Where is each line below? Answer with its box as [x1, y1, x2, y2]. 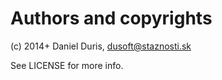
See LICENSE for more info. [10, 59, 124, 71]
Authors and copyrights [10, 7, 213, 30]
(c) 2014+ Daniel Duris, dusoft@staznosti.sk [10, 40, 192, 52]
